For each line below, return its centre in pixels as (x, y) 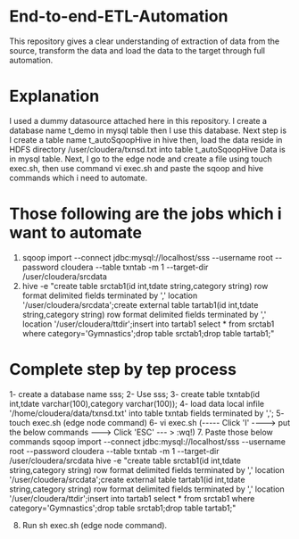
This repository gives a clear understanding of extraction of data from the (145, 41)
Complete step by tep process (123, 369)
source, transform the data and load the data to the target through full (137, 50)
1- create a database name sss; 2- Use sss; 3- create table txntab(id (135, 394)
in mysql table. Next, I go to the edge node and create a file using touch (141, 159)
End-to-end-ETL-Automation (119, 17)
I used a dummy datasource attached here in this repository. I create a (138, 120)
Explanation (54, 96)
